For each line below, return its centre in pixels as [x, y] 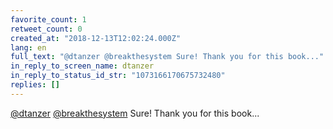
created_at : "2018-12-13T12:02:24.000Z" [96, 38]
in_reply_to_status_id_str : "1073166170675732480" [118, 76]
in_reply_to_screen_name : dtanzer [82, 66]
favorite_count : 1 [48, 19]
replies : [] [35, 85]
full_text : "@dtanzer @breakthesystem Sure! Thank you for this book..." [167, 57]
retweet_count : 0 [46, 29]
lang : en [28, 47]
